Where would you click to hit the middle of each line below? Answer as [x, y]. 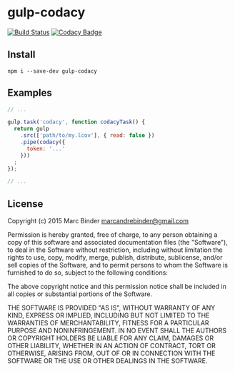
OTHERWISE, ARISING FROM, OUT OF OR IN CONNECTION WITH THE [111, 353]
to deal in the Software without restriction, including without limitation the [115, 250]
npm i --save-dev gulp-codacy [52, 71]
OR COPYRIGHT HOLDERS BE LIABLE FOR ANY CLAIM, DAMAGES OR [111, 338]
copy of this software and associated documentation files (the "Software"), [118, 243]
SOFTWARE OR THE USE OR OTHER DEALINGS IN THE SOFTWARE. [107, 361]
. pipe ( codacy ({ [43, 142]
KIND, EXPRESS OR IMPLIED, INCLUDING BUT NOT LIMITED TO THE [109, 315]
